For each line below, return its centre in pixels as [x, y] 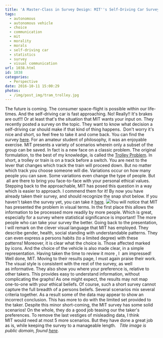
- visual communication [33, 63]
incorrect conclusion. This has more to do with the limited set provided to [78, 300]
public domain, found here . [32, 331]
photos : [13, 91]
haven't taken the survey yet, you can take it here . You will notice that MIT [81, 202]
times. [11, 114]
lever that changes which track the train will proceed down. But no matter [78, 166]
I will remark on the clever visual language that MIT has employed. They [77, 228]
